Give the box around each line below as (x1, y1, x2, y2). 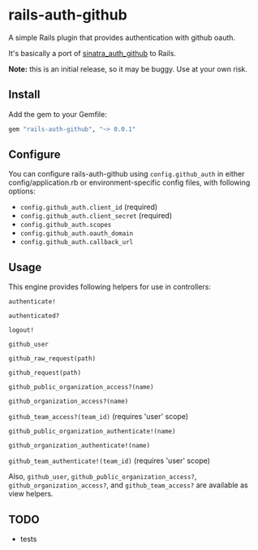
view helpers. (8, 489, 54, 499)
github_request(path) (8, 369, 82, 378)
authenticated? (8, 312, 60, 321)
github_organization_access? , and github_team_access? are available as (8, 480, 249, 490)
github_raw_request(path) (8, 355, 96, 363)
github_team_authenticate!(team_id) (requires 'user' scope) (8, 456, 211, 465)
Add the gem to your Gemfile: (8, 109, 107, 119)
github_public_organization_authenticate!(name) (8, 427, 176, 436)
